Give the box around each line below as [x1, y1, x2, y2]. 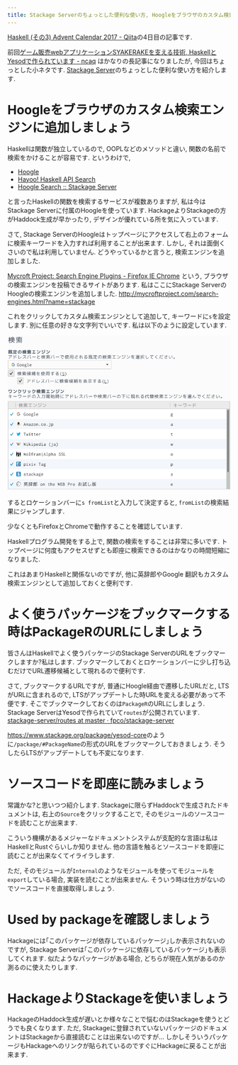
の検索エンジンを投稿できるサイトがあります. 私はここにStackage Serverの [7, 280, 227, 289]
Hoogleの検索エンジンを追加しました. [7, 289, 118, 298]
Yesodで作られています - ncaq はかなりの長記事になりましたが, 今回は [7, 57, 213, 65]
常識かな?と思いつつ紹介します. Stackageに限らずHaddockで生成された [7, 801, 217, 809]
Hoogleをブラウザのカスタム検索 [7, 101, 200, 118]
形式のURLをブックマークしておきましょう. [86, 740, 212, 748]
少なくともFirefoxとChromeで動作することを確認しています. [7, 522, 183, 530]
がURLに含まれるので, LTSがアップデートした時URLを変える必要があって [7, 690, 220, 698]
